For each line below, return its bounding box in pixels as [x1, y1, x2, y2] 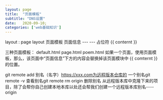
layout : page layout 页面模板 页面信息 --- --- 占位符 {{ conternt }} [5, 39, 138, 45]
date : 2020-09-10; [5, 20, 47, 26]
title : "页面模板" [5, 12, 42, 17]
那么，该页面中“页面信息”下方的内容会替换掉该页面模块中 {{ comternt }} [13, 55, 158, 61]
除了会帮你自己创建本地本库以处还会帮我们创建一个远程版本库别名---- [13, 84, 154, 90]
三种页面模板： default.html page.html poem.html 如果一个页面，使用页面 [5, 50, 153, 55]
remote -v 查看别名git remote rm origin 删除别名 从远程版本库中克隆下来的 [5, 78, 154, 84]
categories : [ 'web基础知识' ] [5, 25, 61, 30]
